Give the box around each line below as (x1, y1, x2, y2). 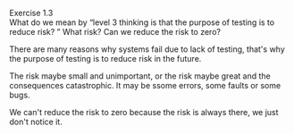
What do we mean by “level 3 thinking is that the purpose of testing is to (9, 17, 275, 28)
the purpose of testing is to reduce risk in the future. (9, 54, 202, 63)
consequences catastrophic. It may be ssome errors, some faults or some (9, 80, 281, 90)
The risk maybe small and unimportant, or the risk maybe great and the (9, 71, 271, 81)
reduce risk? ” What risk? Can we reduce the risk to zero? (9, 27, 222, 37)
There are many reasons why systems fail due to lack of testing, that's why (9, 44, 286, 54)
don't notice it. (9, 116, 63, 127)
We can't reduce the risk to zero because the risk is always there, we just (9, 107, 279, 117)
